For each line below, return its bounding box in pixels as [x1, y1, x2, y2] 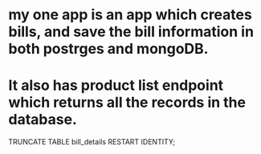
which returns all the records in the [8, 94, 247, 111]
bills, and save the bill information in [8, 22, 255, 41]
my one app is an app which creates [8, 6, 253, 24]
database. [8, 111, 78, 129]
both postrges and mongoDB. [8, 40, 209, 58]
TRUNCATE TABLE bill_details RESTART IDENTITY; [8, 137, 175, 147]
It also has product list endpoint [8, 76, 224, 95]
